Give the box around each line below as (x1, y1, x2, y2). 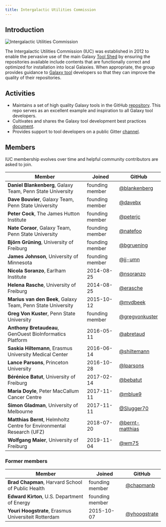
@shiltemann (119, 348, 150, 355)
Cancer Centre (7, 394, 42, 401)
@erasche (119, 285, 143, 292)
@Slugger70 (119, 405, 149, 412)
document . (12, 124, 35, 130)
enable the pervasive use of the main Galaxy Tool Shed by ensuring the (5, 54, 151, 60)
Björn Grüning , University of (7, 239, 74, 246)
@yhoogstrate (125, 511, 159, 518)
